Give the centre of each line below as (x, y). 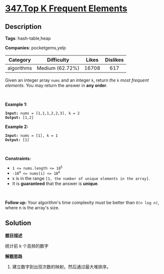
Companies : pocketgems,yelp (35, 48)
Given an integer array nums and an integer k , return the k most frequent (77, 80)
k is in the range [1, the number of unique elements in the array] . (81, 178)
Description (23, 27)
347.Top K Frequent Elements (66, 9)
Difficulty (58, 60)
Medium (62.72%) (58, 68)
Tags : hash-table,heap (28, 38)
